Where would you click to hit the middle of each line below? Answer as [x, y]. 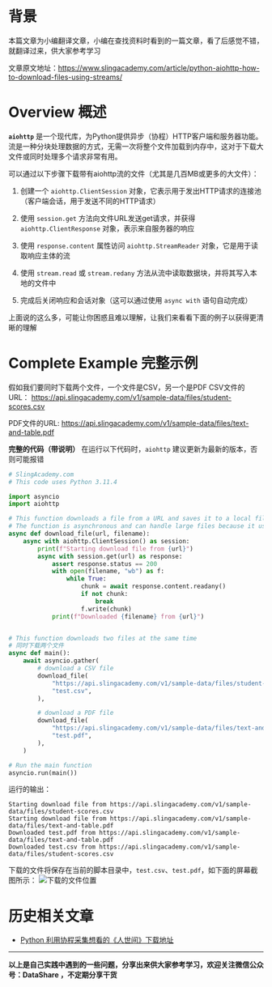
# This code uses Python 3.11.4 [63, 482]
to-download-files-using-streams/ [66, 77]
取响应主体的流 [45, 255]
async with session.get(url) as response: [110, 556]
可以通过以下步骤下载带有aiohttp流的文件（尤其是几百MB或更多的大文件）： [134, 173]
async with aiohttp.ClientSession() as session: [106, 541]
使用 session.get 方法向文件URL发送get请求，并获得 [108, 218]
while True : [86, 579]
